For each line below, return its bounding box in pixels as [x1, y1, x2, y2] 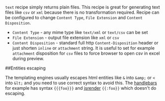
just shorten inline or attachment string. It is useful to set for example [12, 45, 155, 51]
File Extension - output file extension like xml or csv [12, 34, 119, 40]
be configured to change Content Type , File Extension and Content [5, 15, 143, 20]
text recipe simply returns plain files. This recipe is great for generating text [5, 4, 160, 10]
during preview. [12, 56, 45, 61]
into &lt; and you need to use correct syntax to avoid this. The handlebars [5, 80, 157, 86]
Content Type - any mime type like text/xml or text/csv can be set [12, 30, 148, 35]
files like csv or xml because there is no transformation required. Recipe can [5, 9, 160, 15]
